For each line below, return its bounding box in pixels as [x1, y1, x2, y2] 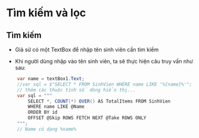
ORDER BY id [28, 109, 58, 116]
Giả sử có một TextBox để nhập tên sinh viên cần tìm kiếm [14, 46, 159, 53]
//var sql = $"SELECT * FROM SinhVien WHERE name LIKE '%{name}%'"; [17, 81, 192, 87]
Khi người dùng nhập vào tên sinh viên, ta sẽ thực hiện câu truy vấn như [14, 58, 194, 64]
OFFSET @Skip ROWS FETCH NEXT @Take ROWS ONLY [28, 115, 147, 121]
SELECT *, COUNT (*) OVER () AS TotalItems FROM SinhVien [28, 98, 171, 104]
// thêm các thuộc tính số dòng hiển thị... [17, 87, 136, 93]
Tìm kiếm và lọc [6, 6, 86, 20]
